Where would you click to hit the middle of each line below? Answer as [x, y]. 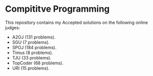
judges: [13, 27]
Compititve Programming [57, 9]
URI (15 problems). [31, 68]
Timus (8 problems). [33, 53]
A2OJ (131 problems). [34, 37]
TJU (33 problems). [32, 57]
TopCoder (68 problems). [38, 63]
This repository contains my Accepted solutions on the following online [76, 22]
